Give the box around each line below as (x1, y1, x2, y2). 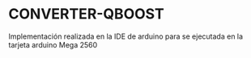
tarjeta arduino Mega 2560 (8, 39, 98, 49)
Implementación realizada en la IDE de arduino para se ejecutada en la (8, 31, 244, 41)
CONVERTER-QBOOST (8, 5, 164, 23)
